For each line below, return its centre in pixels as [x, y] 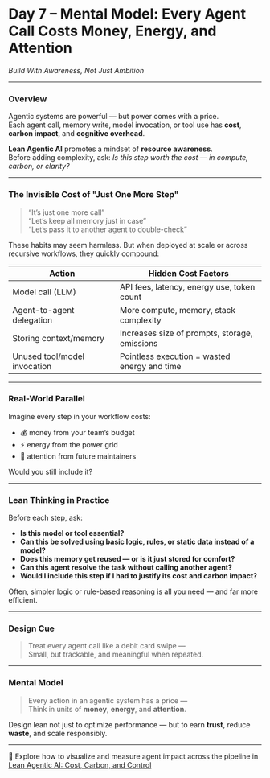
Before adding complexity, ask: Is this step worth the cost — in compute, [129, 158]
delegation [33, 320]
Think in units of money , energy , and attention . [107, 709]
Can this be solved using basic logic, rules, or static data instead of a [137, 542]
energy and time [150, 366]
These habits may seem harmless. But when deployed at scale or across [128, 245]
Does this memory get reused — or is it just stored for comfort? [127, 559]
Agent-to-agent [43, 310]
